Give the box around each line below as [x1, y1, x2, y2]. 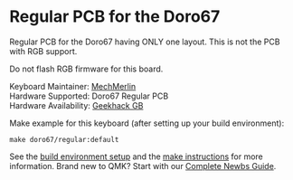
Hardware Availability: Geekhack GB [9, 99, 144, 110]
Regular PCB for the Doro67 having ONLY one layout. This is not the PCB [9, 36, 280, 47]
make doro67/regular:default [9, 135, 119, 144]
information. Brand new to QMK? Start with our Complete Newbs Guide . [9, 160, 277, 171]
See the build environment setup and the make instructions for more [9, 151, 264, 162]
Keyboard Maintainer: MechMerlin [9, 81, 137, 91]
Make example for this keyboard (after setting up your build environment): [9, 118, 285, 128]
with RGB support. [9, 45, 78, 56]
